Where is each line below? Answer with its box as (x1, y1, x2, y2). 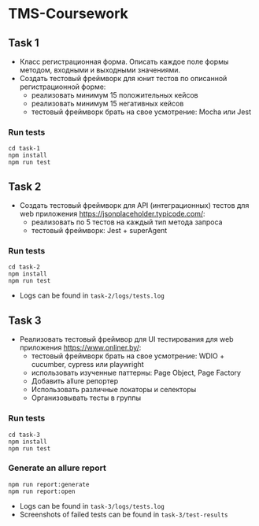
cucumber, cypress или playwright (31, 360, 144, 369)
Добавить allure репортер (31, 376, 119, 386)
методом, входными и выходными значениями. (19, 65, 181, 75)
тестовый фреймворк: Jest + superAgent (31, 226, 168, 235)
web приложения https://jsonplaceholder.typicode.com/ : (19, 209, 206, 219)
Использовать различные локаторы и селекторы (31, 385, 197, 394)
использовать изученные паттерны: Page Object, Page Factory (31, 368, 242, 378)
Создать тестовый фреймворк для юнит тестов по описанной (19, 74, 228, 83)
